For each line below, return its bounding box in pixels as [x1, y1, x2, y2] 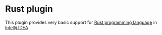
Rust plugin [5, 3, 53, 15]
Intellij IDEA [5, 24, 29, 30]
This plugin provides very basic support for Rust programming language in [5, 19, 157, 25]
